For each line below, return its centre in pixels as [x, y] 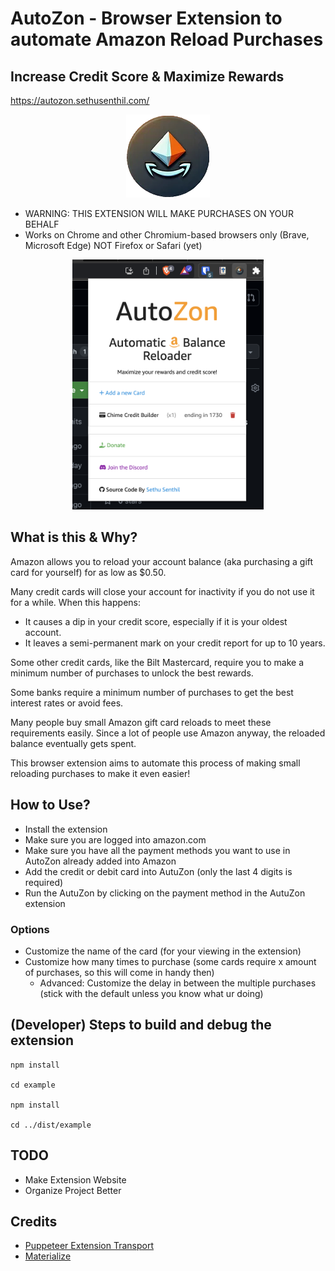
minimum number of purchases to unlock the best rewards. [132, 673]
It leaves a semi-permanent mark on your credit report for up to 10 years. [175, 643]
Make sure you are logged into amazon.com [115, 839]
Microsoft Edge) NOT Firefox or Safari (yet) [113, 245]
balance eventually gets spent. [73, 743]
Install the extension [66, 829]
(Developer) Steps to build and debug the [141, 1025]
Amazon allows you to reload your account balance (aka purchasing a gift [162, 561]
